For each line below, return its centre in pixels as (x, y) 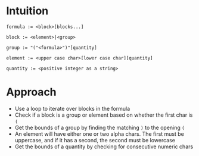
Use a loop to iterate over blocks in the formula (72, 108)
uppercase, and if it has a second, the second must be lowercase (95, 140)
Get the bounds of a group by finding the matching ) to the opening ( (99, 127)
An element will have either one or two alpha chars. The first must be (99, 134)
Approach (31, 92)
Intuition (27, 11)
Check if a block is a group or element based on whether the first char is (104, 115)
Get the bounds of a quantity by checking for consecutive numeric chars (104, 146)
